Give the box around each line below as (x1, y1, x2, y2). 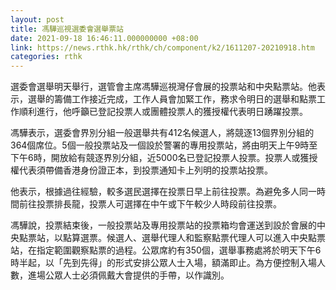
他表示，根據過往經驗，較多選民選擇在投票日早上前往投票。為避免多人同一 (10, 186, 317, 198)
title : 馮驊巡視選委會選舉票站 (10, 24, 124, 34)
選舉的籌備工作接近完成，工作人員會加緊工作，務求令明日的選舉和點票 (27, 93, 317, 105)
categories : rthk (10, 52, 83, 62)
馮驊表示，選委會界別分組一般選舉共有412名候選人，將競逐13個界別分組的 (10, 127, 315, 139)
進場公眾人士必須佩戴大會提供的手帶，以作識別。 (27, 269, 230, 281)
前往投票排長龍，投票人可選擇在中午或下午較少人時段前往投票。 (18, 198, 282, 210)
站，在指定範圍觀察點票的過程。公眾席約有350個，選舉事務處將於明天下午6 (10, 244, 322, 256)
